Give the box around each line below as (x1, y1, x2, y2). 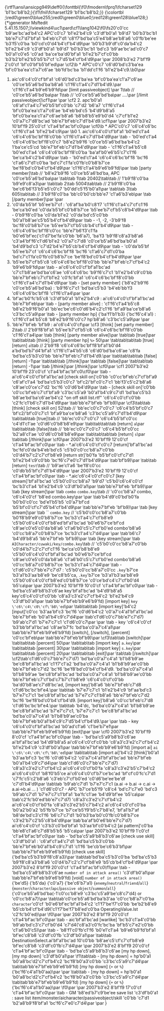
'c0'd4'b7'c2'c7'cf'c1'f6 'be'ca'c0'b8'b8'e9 (11, 546, 100, 552)
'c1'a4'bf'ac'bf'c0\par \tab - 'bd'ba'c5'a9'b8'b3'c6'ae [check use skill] (11, 833, 155, 839)
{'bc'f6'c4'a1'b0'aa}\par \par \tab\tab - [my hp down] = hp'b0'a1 (11, 969, 141, 975)
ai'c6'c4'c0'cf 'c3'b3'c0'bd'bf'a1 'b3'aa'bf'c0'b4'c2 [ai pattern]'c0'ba (11, 823, 153, 828)
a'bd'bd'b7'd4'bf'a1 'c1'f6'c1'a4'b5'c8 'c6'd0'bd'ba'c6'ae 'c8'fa (11, 348, 140, 353)
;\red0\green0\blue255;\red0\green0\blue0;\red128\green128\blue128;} (4, 15, 148, 20)
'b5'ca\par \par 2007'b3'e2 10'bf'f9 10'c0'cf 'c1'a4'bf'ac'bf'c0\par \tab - (11, 583, 158, 589)
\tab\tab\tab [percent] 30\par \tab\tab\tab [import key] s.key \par (11, 646, 141, 651)
